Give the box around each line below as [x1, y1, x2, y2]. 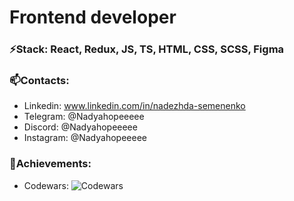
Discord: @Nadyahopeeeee [23, 121, 138, 133]
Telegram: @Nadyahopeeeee [23, 111, 145, 123]
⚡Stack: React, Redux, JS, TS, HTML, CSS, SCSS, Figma [9, 42, 285, 56]
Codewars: [23, 179, 69, 191]
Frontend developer [9, 6, 177, 29]
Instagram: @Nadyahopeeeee [23, 132, 147, 144]
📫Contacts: [9, 74, 70, 88]
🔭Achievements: [9, 157, 92, 171]
